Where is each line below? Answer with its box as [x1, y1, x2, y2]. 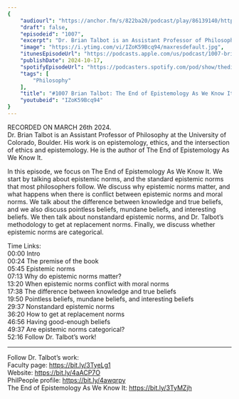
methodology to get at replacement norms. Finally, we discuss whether [7, 220, 216, 228]
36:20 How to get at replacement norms [7, 310, 125, 318]
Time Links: [7, 241, 41, 250]
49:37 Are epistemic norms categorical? [7, 325, 125, 333]
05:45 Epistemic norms [7, 264, 76, 273]
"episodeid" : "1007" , [20, 30, 84, 38]
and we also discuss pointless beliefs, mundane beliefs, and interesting [7, 205, 216, 213]
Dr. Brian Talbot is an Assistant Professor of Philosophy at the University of [7, 130, 226, 139]
